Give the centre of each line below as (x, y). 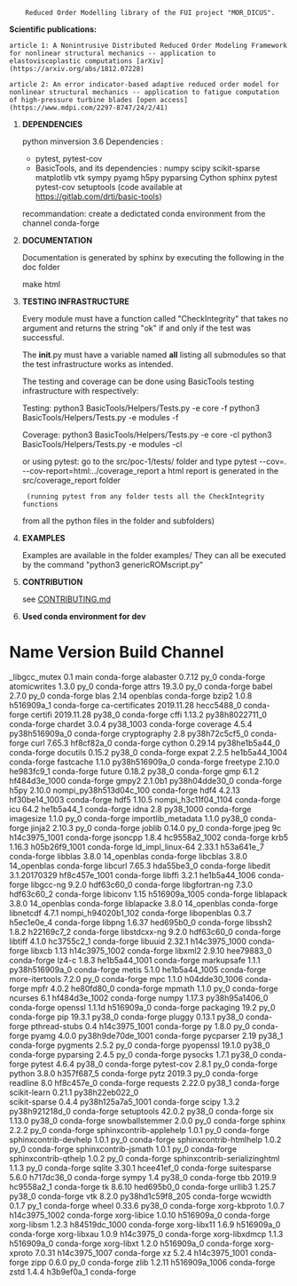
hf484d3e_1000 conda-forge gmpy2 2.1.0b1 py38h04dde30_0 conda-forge (145, 780)
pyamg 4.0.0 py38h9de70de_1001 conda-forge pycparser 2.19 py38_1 (157, 1035)
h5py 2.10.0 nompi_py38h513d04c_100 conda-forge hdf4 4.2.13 (125, 790)
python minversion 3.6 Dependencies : (93, 141)
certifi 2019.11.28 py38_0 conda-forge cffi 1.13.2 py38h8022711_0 (149, 715)
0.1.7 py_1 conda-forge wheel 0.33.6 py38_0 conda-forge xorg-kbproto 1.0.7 (147, 1205)
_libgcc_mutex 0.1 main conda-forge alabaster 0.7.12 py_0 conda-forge (137, 676)
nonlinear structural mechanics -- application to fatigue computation (144, 92)
